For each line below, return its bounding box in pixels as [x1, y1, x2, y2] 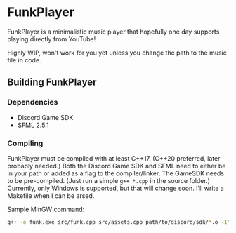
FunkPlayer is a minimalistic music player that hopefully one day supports [7, 27, 220, 36]
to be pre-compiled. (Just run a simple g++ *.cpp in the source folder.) [7, 176, 211, 185]
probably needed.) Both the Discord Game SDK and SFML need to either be [7, 161, 226, 170]
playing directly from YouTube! [7, 34, 96, 43]
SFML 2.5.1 [17, 121, 49, 129]
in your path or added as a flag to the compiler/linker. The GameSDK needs [7, 169, 225, 178]
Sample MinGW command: [7, 205, 85, 213]
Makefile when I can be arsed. [7, 191, 95, 200]
